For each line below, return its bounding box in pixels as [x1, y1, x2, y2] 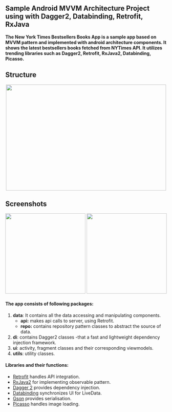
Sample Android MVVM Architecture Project [5, 4, 150, 13]
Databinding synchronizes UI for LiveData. [12, 390, 102, 396]
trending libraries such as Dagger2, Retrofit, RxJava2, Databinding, [5, 50, 151, 56]
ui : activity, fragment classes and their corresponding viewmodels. [12, 345, 154, 351]
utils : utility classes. [12, 350, 55, 357]
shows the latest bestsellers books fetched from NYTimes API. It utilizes [5, 45, 163, 51]
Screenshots [5, 200, 47, 209]
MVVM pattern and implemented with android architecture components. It [5, 39, 167, 45]
